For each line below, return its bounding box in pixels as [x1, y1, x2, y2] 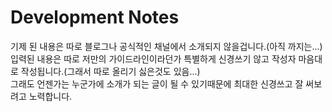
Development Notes [10, 6, 180, 29]
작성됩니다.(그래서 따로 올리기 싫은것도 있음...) [20, 65, 201, 77]
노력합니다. [28, 90, 73, 102]
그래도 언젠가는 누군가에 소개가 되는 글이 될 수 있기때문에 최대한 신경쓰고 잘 [10, 77, 304, 90]
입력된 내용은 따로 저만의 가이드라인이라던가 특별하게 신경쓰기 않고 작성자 [10, 52, 297, 65]
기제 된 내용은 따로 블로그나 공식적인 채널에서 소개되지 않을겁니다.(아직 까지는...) [10, 40, 323, 52]
